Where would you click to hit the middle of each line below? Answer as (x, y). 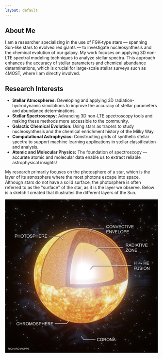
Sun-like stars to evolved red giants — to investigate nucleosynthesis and (78, 47)
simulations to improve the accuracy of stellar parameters (99, 106)
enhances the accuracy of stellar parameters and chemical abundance (76, 63)
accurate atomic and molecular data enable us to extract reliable (76, 157)
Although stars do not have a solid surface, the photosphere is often (73, 182)
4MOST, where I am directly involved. (42, 74)
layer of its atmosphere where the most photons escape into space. (73, 177)
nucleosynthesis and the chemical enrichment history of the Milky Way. (83, 132)
